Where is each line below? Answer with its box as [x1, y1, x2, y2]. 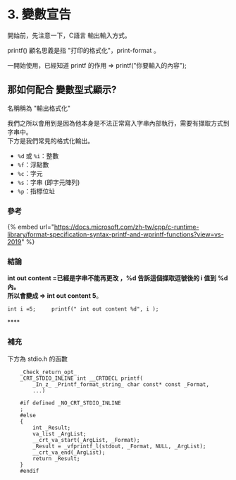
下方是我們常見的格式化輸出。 [7, 136, 94, 145]
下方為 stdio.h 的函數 [7, 354, 68, 363]
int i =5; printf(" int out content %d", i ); [7, 306, 159, 313]
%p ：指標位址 [17, 186, 56, 195]
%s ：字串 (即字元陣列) [17, 178, 80, 186]
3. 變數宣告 [7, 6, 72, 23]
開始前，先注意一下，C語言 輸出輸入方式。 [7, 31, 132, 40]
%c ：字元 [17, 169, 44, 177]
